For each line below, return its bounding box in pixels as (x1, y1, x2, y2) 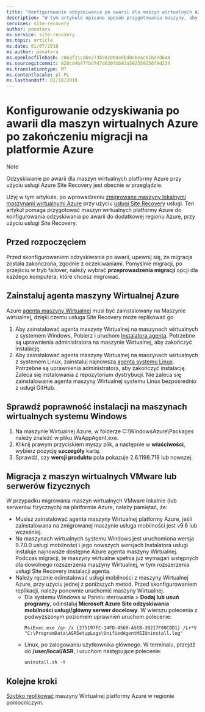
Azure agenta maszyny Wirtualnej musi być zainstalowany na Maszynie (6, 307, 186, 314)
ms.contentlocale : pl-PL (6, 72, 70, 78)
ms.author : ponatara (6, 49, 59, 55)
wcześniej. (15, 528, 43, 536)
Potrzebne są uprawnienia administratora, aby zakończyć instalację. (15, 364, 187, 371)
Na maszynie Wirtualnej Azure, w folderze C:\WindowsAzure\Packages (15, 427, 194, 435)
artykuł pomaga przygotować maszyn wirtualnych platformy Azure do (6, 206, 182, 214)
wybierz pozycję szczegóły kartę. (15, 447, 101, 454)
